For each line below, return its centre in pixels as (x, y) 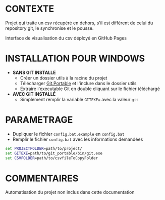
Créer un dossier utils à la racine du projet (64, 78)
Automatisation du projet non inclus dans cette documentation (70, 192)
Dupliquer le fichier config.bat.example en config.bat (68, 134)
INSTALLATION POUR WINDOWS (75, 58)
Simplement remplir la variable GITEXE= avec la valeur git (79, 99)
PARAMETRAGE (39, 120)
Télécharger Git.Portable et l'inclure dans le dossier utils (78, 83)
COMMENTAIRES (42, 178)
